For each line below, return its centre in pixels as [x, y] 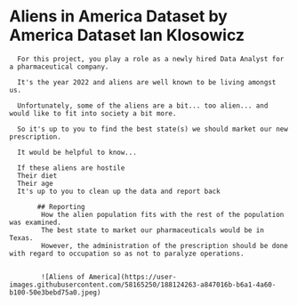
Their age [35, 183]
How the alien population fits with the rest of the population [163, 214]
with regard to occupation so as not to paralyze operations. [127, 254]
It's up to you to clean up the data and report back [119, 191]
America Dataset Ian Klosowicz [127, 35]
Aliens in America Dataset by [119, 16]
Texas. [21, 238]
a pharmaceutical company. [59, 67]
